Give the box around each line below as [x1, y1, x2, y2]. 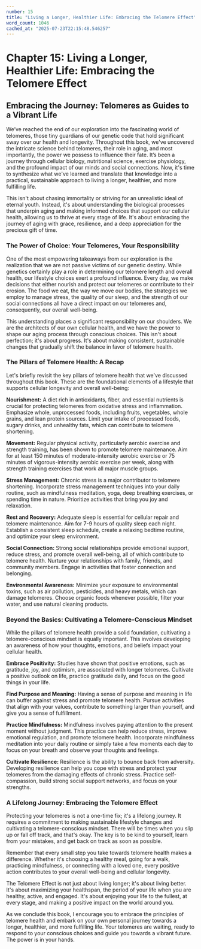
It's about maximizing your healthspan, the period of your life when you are [6, 886, 191, 893]
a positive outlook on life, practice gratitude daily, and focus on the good [6, 672, 185, 680]
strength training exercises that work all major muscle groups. [6, 465, 159, 472]
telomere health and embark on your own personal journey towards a [6, 917, 176, 924]
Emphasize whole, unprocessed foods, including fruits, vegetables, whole [6, 409, 188, 416]
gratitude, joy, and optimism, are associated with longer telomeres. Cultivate [6, 666, 194, 673]
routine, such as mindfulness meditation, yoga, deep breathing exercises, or [6, 489, 194, 496]
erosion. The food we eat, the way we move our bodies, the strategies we [6, 287, 187, 294]
